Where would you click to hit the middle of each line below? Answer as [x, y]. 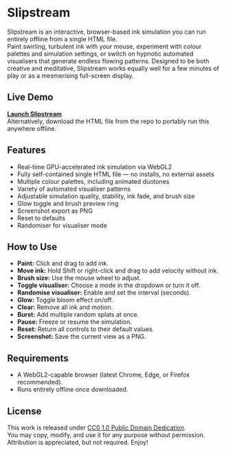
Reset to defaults [41, 218]
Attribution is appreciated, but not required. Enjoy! [78, 442]
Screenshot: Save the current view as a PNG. [81, 337]
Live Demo [30, 97]
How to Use [32, 247]
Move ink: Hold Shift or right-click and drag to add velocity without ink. [117, 271]
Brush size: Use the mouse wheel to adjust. [79, 278]
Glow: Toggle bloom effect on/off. [65, 300]
